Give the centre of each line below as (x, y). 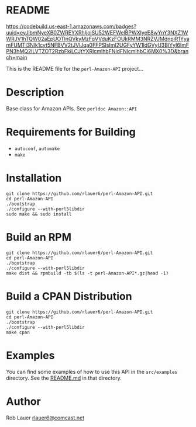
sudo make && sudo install (39, 214)
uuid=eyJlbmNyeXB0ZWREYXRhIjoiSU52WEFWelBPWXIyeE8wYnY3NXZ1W (97, 32)
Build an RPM (39, 237)
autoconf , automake (37, 148)
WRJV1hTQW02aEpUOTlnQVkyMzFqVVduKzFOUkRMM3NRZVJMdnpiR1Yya (98, 39)
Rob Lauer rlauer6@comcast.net (45, 418)
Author (23, 401)
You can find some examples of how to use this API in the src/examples (92, 372)
